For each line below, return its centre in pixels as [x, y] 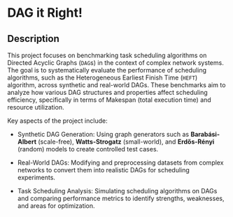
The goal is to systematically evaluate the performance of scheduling [107, 70]
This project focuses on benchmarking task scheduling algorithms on [107, 55]
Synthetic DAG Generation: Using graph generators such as [103, 134]
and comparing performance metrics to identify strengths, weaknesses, [121, 198]
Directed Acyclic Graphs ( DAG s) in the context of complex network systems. [115, 63]
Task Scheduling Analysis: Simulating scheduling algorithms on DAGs [117, 191]
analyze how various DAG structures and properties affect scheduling [107, 92]
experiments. [36, 177]
